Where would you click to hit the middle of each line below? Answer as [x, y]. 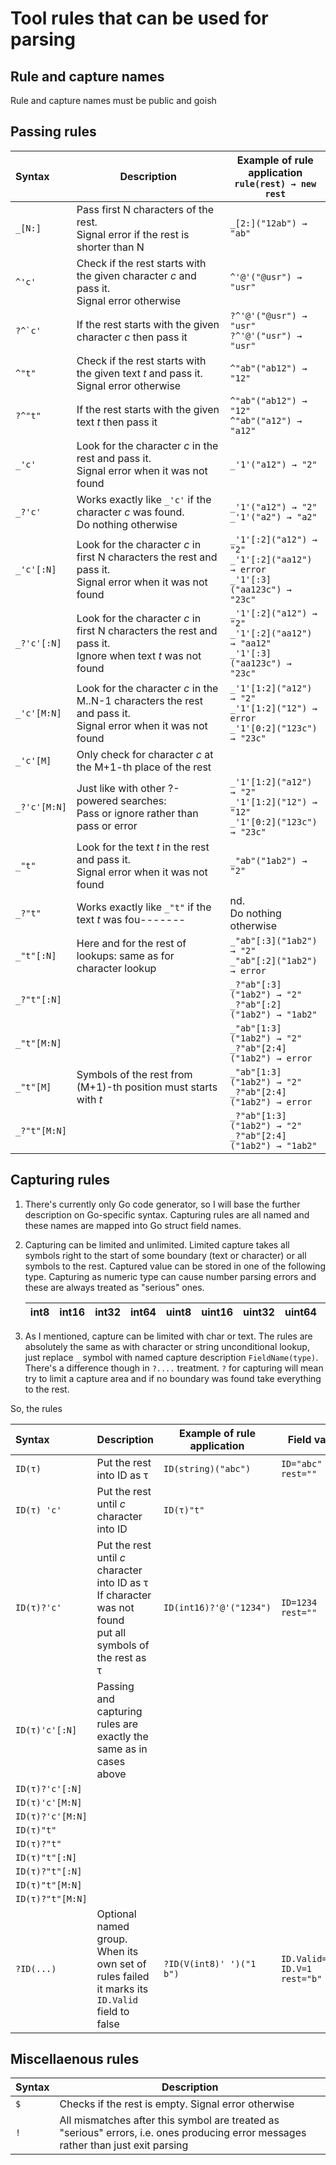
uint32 [259, 1312]
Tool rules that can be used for [139, 18]
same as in [122, 1749]
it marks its [122, 1989]
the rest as [121, 1657]
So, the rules [36, 1408]
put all [111, 1632]
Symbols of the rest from [134, 1074]
